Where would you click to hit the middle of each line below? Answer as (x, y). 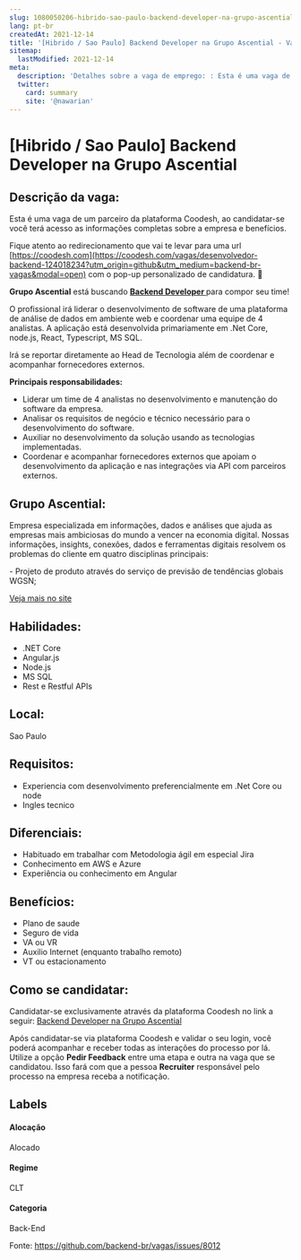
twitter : (34, 84)
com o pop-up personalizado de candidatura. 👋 (176, 274)
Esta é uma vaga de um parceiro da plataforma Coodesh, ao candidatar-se (147, 219)
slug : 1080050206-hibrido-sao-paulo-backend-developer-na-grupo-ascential (152, 17)
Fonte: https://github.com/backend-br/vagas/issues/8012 (115, 1246)
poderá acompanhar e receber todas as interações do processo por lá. (140, 1048)
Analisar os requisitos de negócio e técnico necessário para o (136, 419)
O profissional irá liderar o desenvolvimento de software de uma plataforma (149, 309)
